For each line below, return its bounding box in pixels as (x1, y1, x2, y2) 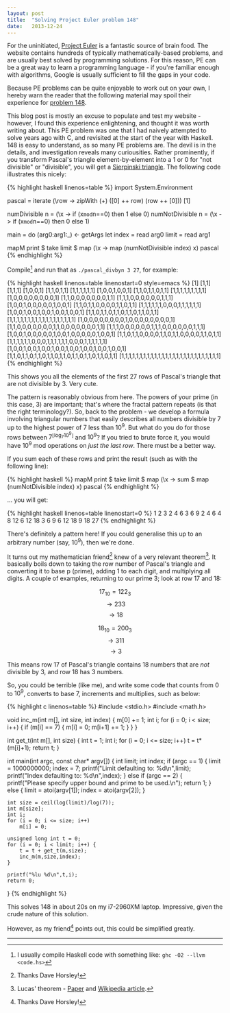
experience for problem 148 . (7, 99, 87, 107)
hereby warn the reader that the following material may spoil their (7, 91, 192, 99)
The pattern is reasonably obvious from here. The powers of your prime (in (7, 393, 218, 401)
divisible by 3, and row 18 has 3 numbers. (7, 667, 125, 676)
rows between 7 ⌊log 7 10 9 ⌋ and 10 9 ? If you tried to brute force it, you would (7, 430, 210, 441)
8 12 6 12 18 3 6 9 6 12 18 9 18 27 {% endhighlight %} (7, 516, 156, 525)
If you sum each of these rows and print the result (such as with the (7, 454, 198, 463)
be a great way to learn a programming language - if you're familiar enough (7, 63, 220, 72)
